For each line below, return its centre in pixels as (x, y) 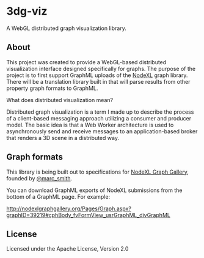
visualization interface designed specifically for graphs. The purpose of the (101, 68)
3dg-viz (27, 11)
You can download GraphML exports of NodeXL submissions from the (94, 190)
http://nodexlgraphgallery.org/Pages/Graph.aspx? (69, 208)
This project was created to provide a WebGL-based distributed (86, 62)
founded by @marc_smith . (39, 178)
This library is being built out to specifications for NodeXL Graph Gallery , (98, 172)
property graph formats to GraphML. (52, 88)
